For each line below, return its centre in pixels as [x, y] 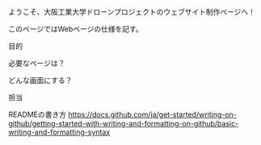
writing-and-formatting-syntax [59, 132]
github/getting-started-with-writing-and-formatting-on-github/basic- [124, 124]
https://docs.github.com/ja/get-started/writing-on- [152, 114]
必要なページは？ [37, 63]
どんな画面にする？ [40, 80]
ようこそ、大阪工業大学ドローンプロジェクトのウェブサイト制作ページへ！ [132, 12]
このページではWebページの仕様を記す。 [76, 29]
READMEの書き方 [38, 114]
